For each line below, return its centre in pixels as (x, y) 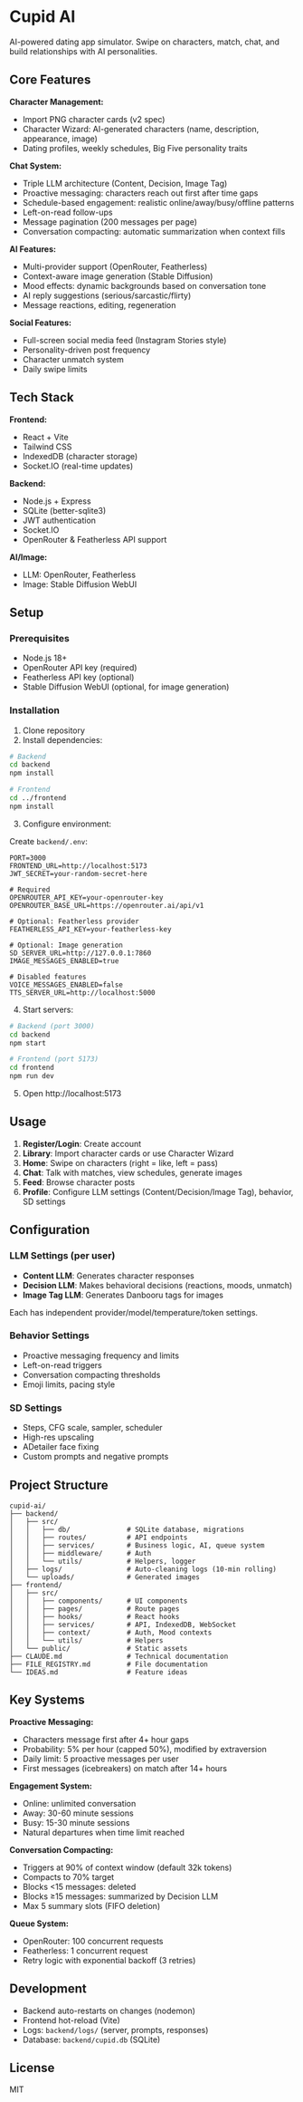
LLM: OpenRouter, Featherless (79, 574)
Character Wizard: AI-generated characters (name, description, (141, 129)
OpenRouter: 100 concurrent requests (93, 1941)
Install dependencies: (62, 739)
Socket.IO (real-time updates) (78, 466)
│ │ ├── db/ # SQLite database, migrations (127, 1529)
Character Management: (57, 101)
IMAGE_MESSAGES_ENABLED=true (64, 961)
